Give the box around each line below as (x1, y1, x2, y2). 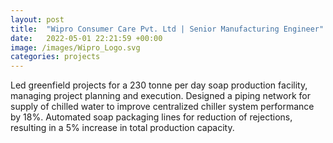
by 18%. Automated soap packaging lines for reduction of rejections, (10, 111, 293, 123)
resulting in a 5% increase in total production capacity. (10, 122, 235, 134)
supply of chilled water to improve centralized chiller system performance (10, 101, 315, 113)
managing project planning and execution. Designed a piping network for (10, 90, 311, 102)
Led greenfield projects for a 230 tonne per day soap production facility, (10, 79, 308, 91)
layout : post (10, 14, 65, 25)
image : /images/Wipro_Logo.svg (10, 42, 141, 53)
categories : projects (10, 52, 101, 62)
